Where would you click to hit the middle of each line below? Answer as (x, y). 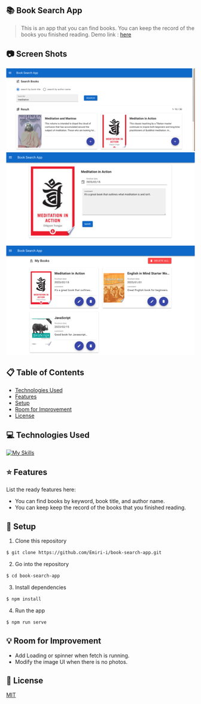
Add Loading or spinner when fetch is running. (72, 655)
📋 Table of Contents (45, 373)
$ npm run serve (26, 622)
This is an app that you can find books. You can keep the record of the (108, 28)
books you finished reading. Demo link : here (76, 34)
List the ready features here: (41, 490)
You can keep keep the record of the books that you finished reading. (100, 508)
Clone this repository (41, 541)
